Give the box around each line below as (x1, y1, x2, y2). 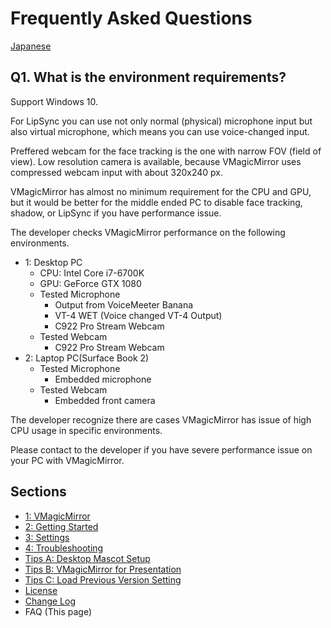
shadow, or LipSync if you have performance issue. (10, 207, 222, 219)
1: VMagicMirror (24, 510, 91, 522)
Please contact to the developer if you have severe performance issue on (10, 443, 313, 456)
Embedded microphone (54, 373, 152, 385)
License (24, 584, 58, 596)
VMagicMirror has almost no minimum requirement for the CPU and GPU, (10, 185, 312, 197)
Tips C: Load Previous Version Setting (24, 573, 182, 586)
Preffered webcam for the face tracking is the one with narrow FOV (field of (10, 145, 322, 157)
